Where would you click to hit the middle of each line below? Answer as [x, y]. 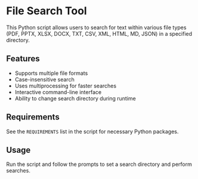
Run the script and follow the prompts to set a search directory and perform [99, 164]
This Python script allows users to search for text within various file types [96, 27]
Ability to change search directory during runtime [75, 98]
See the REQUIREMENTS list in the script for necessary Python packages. [92, 131]
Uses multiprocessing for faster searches [66, 86]
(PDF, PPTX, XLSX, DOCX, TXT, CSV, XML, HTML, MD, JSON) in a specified [99, 33]
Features [23, 59]
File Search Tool [47, 11]
